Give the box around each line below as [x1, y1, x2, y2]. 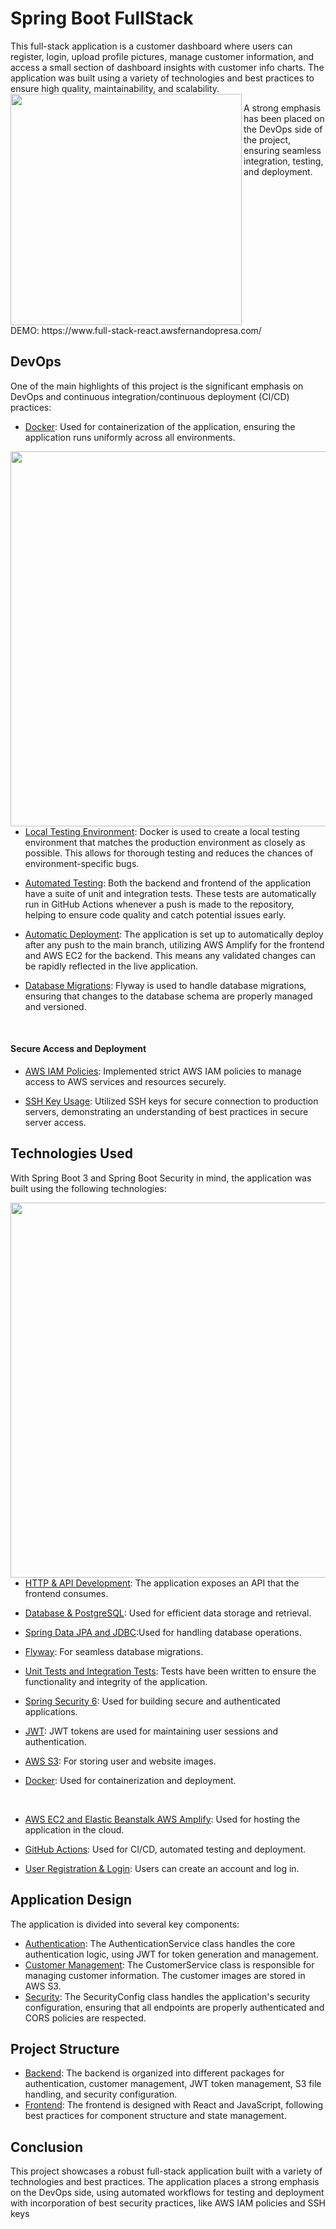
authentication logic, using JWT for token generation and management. [24, 1948, 319, 1960]
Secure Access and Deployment [10, 1043, 147, 1055]
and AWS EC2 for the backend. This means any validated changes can [24, 949, 316, 961]
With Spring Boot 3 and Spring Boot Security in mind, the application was [10, 1172, 312, 1184]
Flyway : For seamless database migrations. [24, 1645, 204, 1657]
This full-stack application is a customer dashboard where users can [10, 40, 293, 52]
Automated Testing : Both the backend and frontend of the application [24, 877, 312, 889]
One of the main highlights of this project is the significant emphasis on [10, 380, 304, 392]
